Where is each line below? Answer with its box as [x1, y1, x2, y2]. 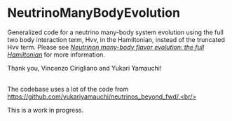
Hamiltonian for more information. [7, 50, 105, 59]
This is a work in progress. [7, 106, 84, 114]
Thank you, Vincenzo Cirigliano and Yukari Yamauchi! [7, 64, 162, 72]
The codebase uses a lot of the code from [7, 85, 129, 93]
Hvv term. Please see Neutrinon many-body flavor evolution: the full [7, 43, 205, 51]
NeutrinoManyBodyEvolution [7, 5, 181, 21]
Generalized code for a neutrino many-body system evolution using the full [7, 28, 224, 36]
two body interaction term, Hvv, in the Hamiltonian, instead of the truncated [7, 35, 226, 43]
